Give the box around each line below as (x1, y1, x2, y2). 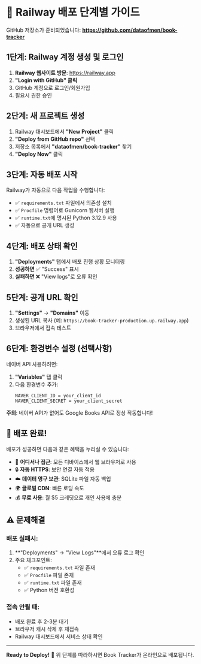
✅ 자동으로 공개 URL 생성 (14, 222, 75, 229)
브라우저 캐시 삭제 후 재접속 (14, 625, 80, 632)
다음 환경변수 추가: (14, 381, 59, 388)
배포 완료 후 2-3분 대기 (14, 618, 69, 625)
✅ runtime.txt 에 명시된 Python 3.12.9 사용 (14, 214, 117, 222)
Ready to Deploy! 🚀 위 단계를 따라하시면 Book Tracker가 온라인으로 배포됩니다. (6, 651, 194, 658)
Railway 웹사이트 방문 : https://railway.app (14, 69, 115, 76)
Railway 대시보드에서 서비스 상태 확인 (14, 633, 103, 640)
